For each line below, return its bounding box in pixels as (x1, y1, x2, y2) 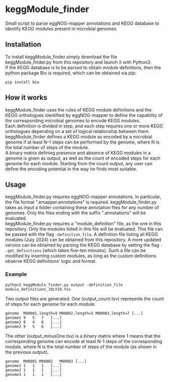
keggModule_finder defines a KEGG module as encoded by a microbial (5, 133, 152, 139)
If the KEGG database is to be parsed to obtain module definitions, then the (5, 64, 161, 70)
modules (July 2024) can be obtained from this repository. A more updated (5, 236, 161, 243)
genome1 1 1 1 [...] (5, 363, 62, 368)
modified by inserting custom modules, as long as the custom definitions (5, 253, 156, 259)
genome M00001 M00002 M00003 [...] (5, 359, 87, 364)
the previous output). (5, 349, 49, 355)
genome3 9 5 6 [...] (5, 324, 62, 329)
